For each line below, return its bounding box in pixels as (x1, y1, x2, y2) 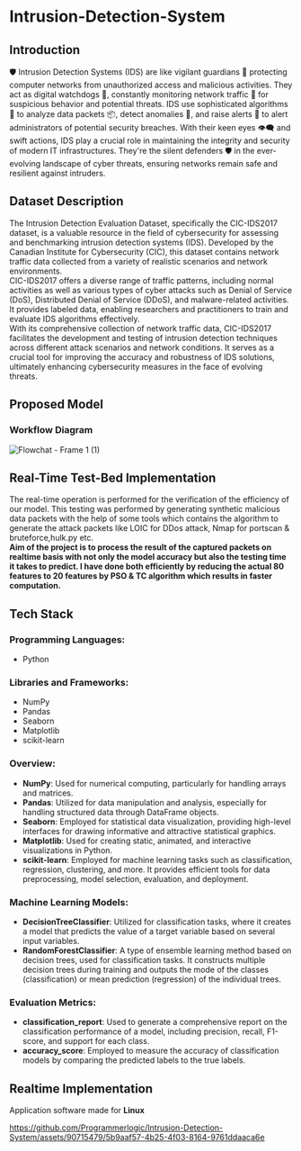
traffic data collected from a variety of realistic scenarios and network (9, 256, 268, 266)
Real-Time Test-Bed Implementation (9, 470, 217, 485)
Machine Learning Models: (9, 895, 128, 908)
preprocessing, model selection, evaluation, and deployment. (22, 873, 249, 884)
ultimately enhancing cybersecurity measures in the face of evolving (9, 361, 263, 372)
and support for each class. (48, 1036, 150, 1047)
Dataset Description (9, 193, 124, 209)
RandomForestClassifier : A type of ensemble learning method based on (22, 945, 292, 956)
